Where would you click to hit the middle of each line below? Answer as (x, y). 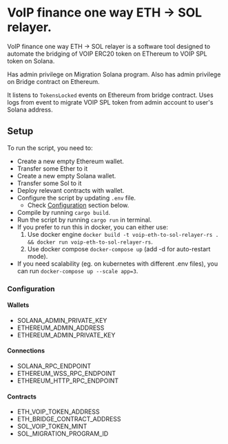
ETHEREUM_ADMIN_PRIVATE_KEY (66, 335)
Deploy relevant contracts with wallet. (71, 190)
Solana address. (30, 109)
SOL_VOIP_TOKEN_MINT (52, 426)
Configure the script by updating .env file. (76, 198)
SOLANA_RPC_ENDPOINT (54, 366)
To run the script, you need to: (50, 148)
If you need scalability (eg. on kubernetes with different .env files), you (117, 264)
